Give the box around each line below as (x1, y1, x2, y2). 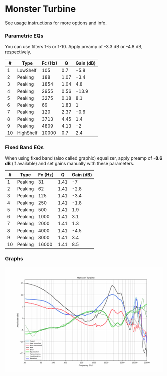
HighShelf (17, 130, 38, 136)
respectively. (5, 49, 31, 55)
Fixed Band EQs (5, 144, 44, 151)
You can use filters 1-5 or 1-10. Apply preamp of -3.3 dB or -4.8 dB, (5, 44, 143, 50)
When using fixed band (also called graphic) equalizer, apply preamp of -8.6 (5, 155, 163, 161)
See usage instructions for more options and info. (5, 20, 107, 26)
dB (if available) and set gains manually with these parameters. (5, 161, 135, 167)
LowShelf (17, 67, 37, 73)
